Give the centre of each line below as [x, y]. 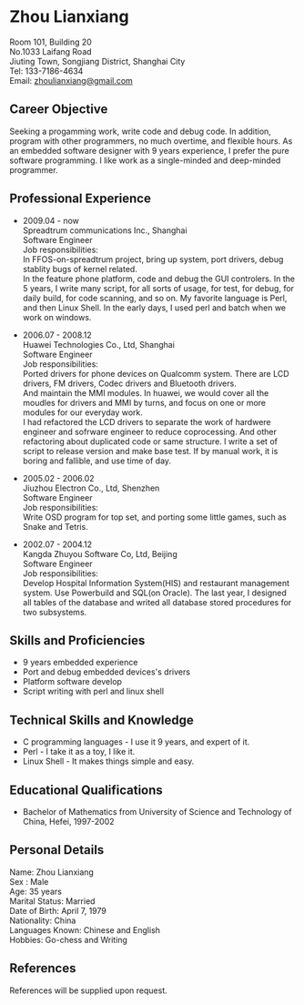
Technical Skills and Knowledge [101, 720]
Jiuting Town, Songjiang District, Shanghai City [97, 61]
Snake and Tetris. [55, 526]
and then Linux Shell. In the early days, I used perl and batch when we [154, 308]
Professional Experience [81, 199]
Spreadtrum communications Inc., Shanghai [105, 230]
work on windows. [57, 317]
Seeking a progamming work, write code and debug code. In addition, [140, 131]
